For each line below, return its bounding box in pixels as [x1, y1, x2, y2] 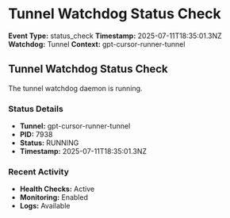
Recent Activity [8, 166, 70, 177]
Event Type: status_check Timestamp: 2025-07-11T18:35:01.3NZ [8, 31, 222, 40]
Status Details [8, 103, 63, 114]
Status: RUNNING [19, 138, 79, 147]
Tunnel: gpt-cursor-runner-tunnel [19, 121, 131, 131]
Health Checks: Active [19, 184, 95, 194]
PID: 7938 [19, 130, 53, 140]
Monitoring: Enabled [19, 193, 89, 202]
